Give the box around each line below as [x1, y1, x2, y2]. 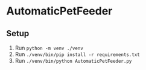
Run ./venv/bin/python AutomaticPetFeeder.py [14, 57, 132, 64]
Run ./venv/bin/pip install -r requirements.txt [14, 51, 140, 58]
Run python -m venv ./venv [14, 44, 83, 51]
